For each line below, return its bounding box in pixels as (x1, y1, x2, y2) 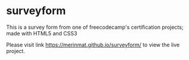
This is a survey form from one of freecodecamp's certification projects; (6, 24, 184, 31)
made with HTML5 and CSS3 (6, 29, 78, 36)
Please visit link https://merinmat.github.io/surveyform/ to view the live (6, 41, 180, 48)
